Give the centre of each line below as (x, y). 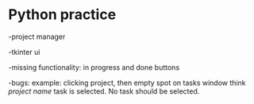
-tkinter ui (24, 52)
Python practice (62, 15)
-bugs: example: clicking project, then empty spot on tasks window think (127, 83)
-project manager (37, 37)
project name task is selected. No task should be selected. (104, 91)
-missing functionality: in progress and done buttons (94, 67)
